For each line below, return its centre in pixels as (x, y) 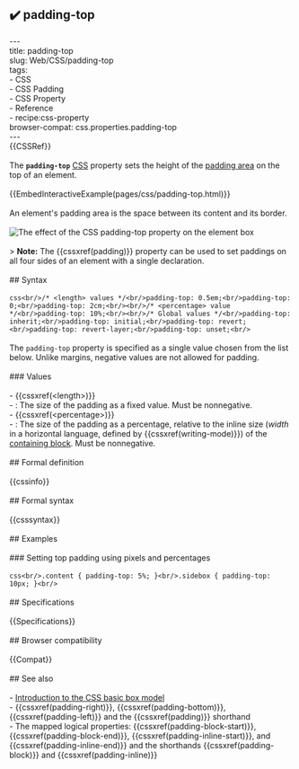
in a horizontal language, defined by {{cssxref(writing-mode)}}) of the (138, 433)
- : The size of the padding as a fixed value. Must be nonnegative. (131, 405)
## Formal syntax (42, 500)
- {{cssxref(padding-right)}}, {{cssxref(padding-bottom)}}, (118, 707)
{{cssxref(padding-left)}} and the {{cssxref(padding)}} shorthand (130, 716)
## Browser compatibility (56, 640)
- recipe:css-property (49, 117)
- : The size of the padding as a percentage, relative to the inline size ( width (149, 424)
